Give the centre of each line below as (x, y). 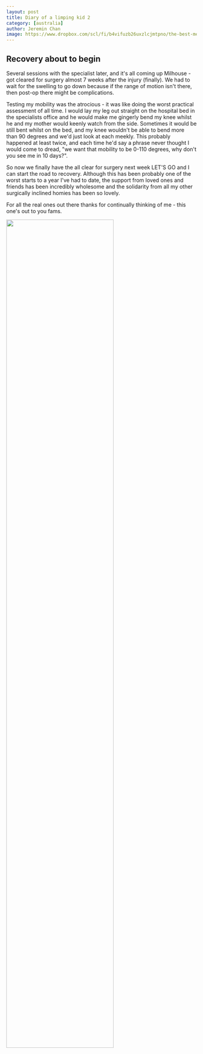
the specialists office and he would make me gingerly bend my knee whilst (99, 117)
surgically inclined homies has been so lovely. (63, 193)
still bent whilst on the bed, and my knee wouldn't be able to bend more (95, 130)
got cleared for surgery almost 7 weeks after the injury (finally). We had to (98, 80)
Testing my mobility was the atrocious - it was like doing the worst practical (100, 104)
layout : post (23, 12)
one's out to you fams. (34, 211)
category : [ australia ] (35, 23)
